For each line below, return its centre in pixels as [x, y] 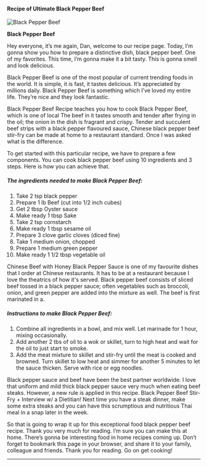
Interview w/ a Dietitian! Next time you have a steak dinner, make [104, 400]
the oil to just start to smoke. [52, 348]
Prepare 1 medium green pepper [57, 248]
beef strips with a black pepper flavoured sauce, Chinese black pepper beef [103, 128]
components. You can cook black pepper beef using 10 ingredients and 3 [100, 160]
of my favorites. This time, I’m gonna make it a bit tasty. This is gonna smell [102, 59]
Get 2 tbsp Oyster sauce [47, 209]
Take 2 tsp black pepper [46, 196]
